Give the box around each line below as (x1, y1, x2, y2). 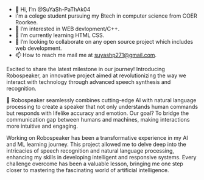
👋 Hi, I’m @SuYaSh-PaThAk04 (15, 6, 91, 13)
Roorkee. (15, 19, 38, 26)
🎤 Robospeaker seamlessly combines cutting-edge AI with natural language (6, 97, 197, 103)
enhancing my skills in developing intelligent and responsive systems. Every (6, 154, 197, 161)
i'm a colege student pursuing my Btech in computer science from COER (15, 12, 198, 19)
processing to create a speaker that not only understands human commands (6, 103, 199, 110)
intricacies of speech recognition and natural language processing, (6, 147, 175, 154)
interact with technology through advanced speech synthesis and (6, 78, 171, 85)
